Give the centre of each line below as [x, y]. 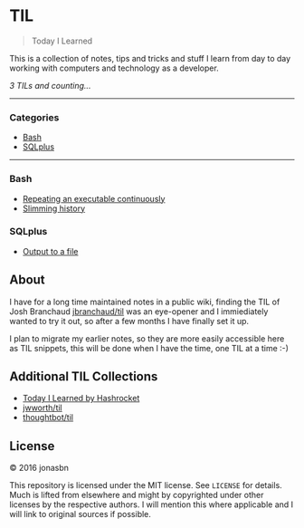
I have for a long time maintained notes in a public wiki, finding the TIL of [145, 302]
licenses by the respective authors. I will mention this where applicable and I [152, 504]
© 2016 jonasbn [39, 468]
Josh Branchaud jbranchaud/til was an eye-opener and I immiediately [139, 311]
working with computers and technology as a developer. [114, 68]
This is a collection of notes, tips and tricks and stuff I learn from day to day [150, 58]
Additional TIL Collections [84, 377]
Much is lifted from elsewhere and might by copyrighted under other [137, 495]
